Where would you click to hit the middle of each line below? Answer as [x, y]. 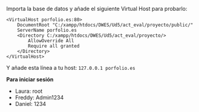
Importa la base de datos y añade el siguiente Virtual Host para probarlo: [97, 9]
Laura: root [29, 91]
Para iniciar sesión [30, 79]
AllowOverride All [51, 41]
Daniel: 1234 [31, 104]
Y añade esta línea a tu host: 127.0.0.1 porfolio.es [71, 68]
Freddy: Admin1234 [39, 98]
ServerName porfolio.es [47, 30]
